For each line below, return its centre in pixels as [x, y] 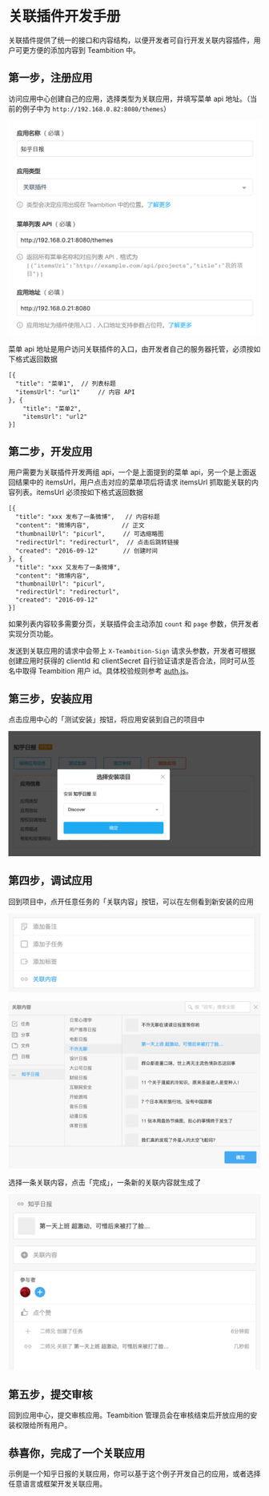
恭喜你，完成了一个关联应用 [77, 1453]
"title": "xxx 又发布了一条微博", [68, 568]
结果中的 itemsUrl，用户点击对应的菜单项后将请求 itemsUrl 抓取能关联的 [133, 482]
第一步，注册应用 [50, 78]
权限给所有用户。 [43, 1426]
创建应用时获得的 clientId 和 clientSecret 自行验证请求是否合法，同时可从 [128, 661]
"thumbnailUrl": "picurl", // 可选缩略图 [90, 534]
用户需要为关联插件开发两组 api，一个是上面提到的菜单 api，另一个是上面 [129, 473]
